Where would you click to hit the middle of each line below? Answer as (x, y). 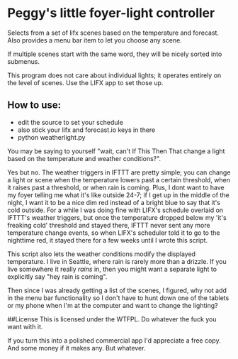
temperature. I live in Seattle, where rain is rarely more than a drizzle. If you (117, 261)
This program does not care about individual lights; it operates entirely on (114, 75)
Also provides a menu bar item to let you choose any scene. (95, 40)
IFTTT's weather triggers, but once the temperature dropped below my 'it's (117, 217)
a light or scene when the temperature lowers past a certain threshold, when (119, 179)
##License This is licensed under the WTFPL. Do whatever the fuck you (112, 319)
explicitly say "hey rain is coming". (57, 276)
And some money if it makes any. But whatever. (76, 348)
